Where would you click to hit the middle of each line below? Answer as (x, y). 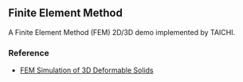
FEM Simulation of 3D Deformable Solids (86, 70)
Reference (29, 53)
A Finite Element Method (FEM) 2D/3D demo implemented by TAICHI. (122, 32)
